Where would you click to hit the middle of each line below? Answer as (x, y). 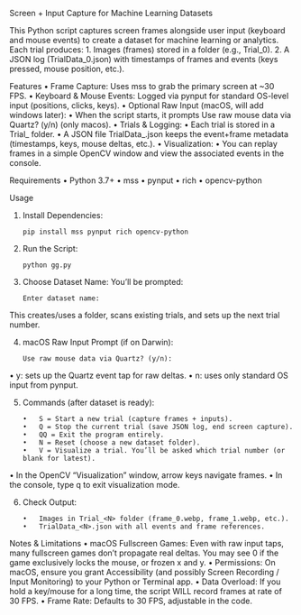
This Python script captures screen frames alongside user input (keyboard (147, 30)
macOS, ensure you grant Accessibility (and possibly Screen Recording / (144, 572)
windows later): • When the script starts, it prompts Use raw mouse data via (150, 115)
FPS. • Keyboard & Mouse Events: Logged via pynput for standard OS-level (149, 96)
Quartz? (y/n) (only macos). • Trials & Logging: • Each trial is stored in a (142, 124)
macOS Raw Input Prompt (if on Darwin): (98, 342)
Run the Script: (50, 248)
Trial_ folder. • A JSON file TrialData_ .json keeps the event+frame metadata (149, 134)
